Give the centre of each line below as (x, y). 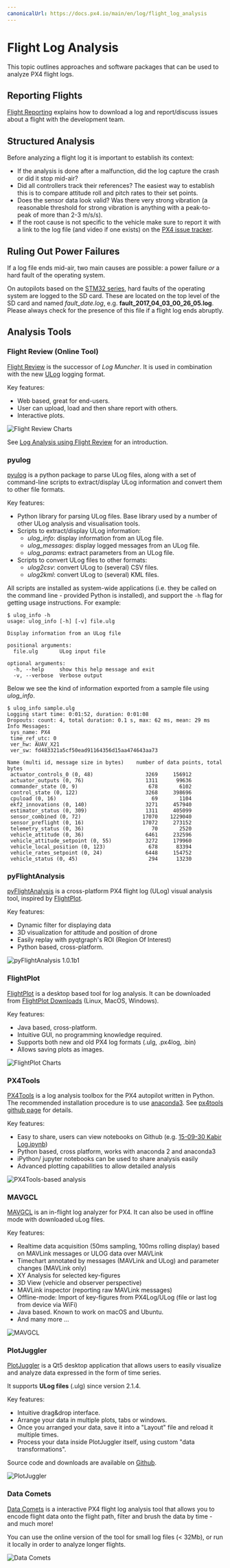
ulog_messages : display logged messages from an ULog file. (114, 545)
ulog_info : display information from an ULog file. (95, 538)
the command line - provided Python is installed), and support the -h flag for (115, 595)
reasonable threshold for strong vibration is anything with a (101, 208)
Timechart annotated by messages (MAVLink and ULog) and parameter (118, 1261)
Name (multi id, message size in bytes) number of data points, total (115, 762)
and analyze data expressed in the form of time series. (84, 1373)
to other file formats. (36, 489)
